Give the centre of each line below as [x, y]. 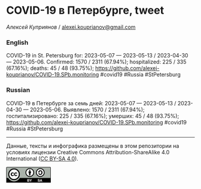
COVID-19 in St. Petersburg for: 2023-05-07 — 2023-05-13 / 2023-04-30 [97, 56]
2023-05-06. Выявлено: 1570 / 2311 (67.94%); [87, 109]
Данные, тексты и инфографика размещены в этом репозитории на [93, 146]
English [17, 42]
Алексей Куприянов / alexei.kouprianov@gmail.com [71, 27]
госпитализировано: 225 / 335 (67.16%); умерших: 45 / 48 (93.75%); [93, 116]
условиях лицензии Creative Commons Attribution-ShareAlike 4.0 [88, 152]
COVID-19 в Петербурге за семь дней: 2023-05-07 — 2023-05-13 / [91, 103]
